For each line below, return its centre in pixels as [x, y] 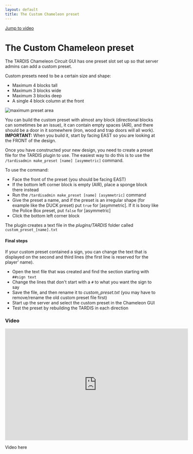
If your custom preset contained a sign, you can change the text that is [76, 252]
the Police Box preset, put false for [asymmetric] [61, 211]
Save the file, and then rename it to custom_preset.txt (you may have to [84, 292]
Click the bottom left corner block [46, 216]
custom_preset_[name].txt [31, 230]
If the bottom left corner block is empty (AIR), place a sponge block [80, 185]
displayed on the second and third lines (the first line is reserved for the [77, 257]
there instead [25, 190]
